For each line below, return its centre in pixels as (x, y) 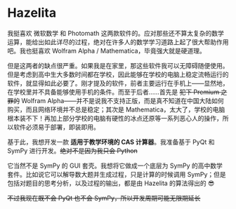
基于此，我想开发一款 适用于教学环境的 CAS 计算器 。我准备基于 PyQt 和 (111, 142)
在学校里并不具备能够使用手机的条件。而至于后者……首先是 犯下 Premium (113, 92)
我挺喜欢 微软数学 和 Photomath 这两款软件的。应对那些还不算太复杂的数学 (116, 33)
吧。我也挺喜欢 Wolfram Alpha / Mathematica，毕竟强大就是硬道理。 (106, 50)
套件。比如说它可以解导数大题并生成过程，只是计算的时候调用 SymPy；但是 (117, 174)
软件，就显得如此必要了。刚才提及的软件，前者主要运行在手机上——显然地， (118, 83)
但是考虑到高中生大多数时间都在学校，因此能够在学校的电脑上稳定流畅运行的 (118, 74)
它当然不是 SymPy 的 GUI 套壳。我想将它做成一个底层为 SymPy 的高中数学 (115, 166)
